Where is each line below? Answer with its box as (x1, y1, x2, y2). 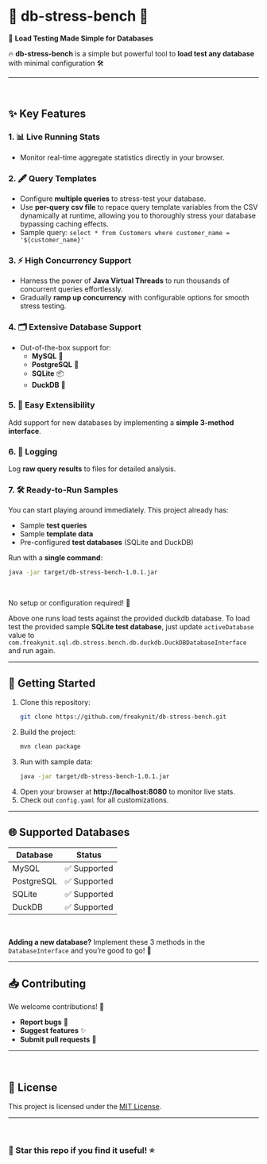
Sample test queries (19, 520, 87, 531)
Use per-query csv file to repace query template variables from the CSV (19, 202, 258, 211)
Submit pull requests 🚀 (19, 1034, 97, 1044)
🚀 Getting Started (8, 676, 96, 690)
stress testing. (19, 301, 67, 311)
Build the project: (19, 727, 76, 737)
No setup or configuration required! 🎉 (8, 598, 131, 608)
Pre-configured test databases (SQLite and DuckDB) (19, 538, 194, 547)
